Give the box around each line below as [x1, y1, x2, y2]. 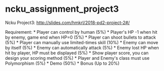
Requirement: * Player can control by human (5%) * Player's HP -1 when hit [5, 29, 158, 35]
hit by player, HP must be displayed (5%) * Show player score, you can [5, 50, 149, 56]
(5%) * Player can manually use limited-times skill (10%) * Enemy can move [5, 39, 159, 45]
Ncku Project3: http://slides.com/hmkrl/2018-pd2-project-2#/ [5, 20, 130, 25]
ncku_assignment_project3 [5, 3, 119, 15]
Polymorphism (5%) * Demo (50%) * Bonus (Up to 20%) [5, 60, 120, 66]
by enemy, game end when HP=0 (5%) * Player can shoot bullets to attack [5, 34, 156, 40]
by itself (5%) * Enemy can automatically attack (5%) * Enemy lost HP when [5, 45, 159, 50]
